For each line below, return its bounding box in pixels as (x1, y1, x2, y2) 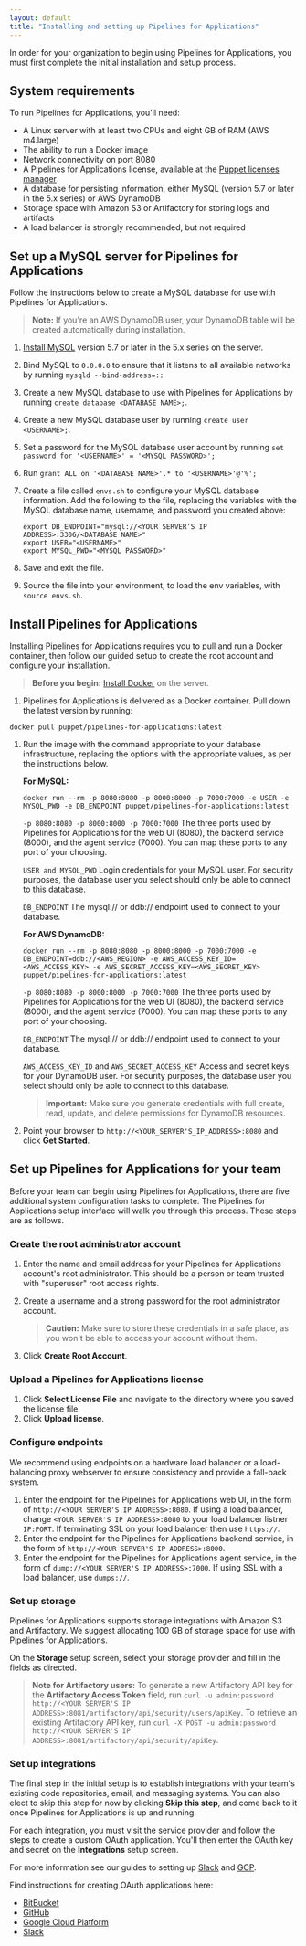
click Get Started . (22, 1135, 90, 1146)
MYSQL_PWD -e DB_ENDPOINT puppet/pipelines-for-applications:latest (22, 801, 290, 810)
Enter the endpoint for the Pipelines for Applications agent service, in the (22, 1552, 297, 1563)
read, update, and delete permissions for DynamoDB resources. (45, 1107, 286, 1118)
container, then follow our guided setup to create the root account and (9, 650, 274, 661)
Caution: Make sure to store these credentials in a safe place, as (45, 1323, 290, 1334)
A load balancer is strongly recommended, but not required (22, 222, 246, 233)
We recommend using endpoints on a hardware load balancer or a (9, 1456, 259, 1467)
